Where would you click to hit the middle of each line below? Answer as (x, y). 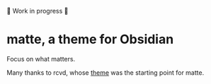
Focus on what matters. (41, 59)
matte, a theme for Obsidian (90, 40)
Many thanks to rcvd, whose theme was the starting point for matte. (105, 72)
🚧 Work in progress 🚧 (38, 11)
